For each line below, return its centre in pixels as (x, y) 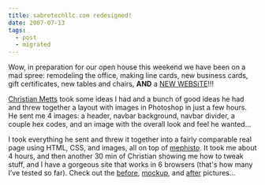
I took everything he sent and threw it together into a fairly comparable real (130, 139)
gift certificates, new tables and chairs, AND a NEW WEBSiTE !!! (111, 84)
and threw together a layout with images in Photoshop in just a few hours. (127, 108)
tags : (17, 30)
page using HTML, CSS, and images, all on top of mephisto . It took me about (132, 148)
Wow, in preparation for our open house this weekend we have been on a (127, 67)
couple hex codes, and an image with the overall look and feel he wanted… (130, 124)
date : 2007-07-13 (37, 23)
